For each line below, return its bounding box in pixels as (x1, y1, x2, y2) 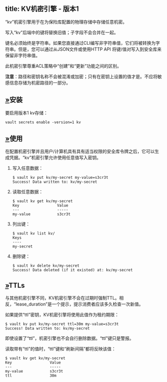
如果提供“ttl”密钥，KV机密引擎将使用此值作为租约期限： (5, 312, 119, 318)
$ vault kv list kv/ (12, 231, 55, 236)
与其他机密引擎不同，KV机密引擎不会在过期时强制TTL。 (5, 295, 120, 301)
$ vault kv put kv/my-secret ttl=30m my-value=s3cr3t (5, 322, 119, 327)
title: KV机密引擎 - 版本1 (5, 4, 79, 13)
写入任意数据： (12, 165, 43, 171)
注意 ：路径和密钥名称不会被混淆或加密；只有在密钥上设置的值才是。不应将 (5, 74, 158, 79)
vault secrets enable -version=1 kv (5, 120, 81, 125)
